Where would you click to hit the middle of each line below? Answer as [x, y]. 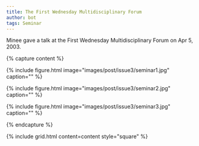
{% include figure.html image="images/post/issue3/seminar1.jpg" [88, 70]
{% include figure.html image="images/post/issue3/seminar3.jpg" [88, 107]
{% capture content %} [35, 59]
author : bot [21, 18]
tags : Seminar [24, 23]
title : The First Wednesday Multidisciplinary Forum [74, 12]
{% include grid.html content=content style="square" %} [77, 136]
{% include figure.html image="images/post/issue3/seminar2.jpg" [89, 88]
